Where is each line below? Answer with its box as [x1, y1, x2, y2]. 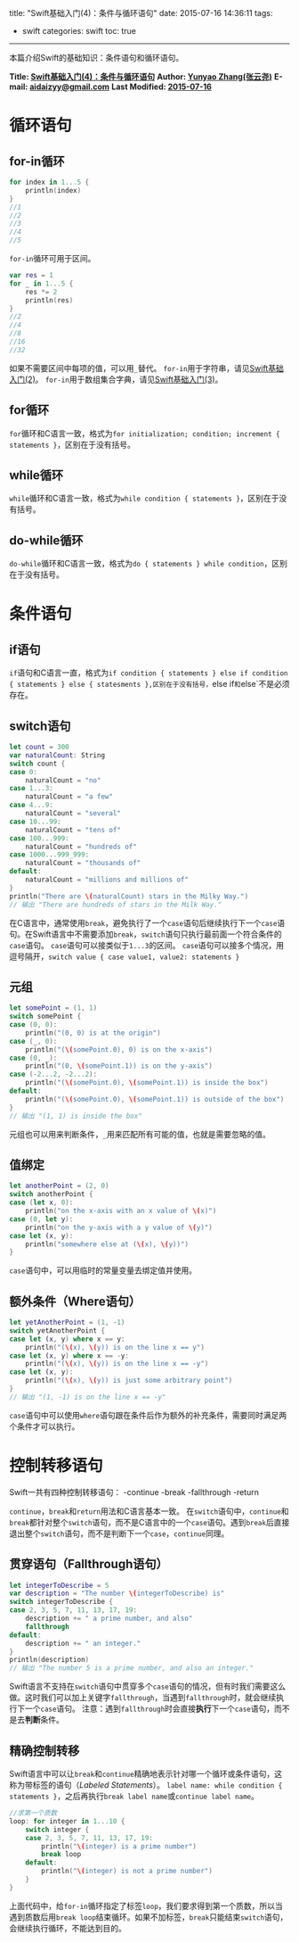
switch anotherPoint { [9, 1190, 93, 1199]
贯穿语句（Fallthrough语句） [9, 1557, 169, 1572]
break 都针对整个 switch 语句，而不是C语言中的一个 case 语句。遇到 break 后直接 [9, 1516, 290, 1527]
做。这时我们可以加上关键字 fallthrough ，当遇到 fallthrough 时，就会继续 [9, 1692, 277, 1703]
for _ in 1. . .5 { [9, 279, 74, 288]
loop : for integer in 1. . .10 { [9, 1816, 125, 1826]
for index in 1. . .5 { [9, 178, 90, 186]
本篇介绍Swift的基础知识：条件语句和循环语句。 [9, 53, 184, 62]
